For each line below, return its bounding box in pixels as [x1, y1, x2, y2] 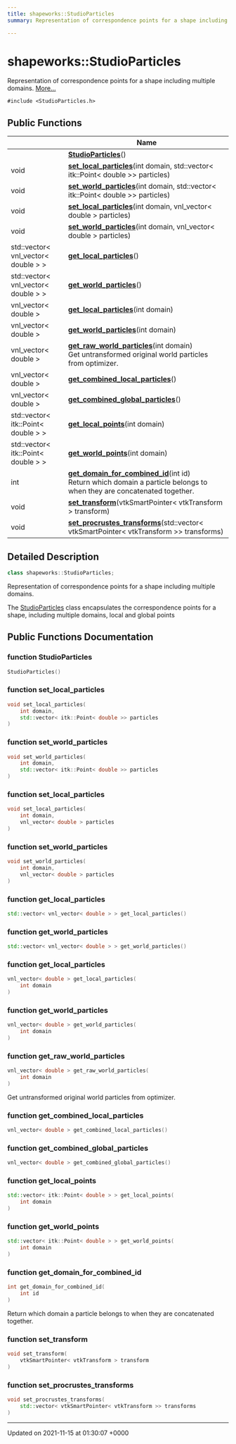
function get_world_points [7, 1221, 100, 1231]
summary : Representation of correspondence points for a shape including [7, 17, 228, 24]
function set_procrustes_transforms [7, 1380, 134, 1390]
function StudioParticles [7, 653, 93, 662]
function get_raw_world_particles [7, 1051, 125, 1061]
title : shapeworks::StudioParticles [7, 10, 114, 18]
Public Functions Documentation [7, 631, 154, 643]
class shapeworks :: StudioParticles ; [7, 569, 114, 576]
